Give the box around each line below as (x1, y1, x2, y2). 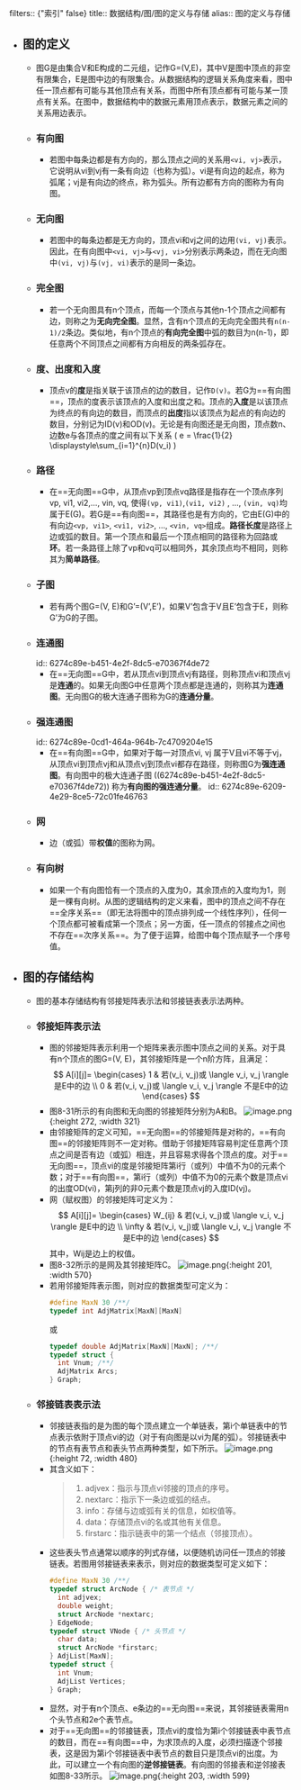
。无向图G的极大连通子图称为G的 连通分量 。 (57, 691, 219, 701)
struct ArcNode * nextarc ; (57, 1610, 155, 1619)
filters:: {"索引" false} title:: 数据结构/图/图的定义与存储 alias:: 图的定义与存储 (9, 8, 290, 18)
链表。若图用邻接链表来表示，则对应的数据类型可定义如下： (49, 1559, 270, 1569)
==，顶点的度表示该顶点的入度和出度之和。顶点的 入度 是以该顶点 (49, 396, 288, 407)
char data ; (57, 1635, 99, 1644)
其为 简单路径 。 (49, 554, 105, 565)
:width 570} (49, 1269, 93, 1280)
